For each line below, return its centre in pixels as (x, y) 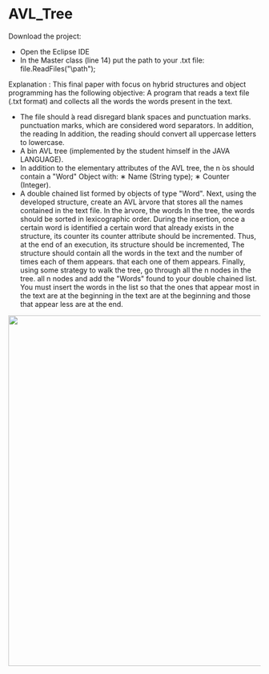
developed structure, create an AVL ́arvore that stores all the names (131, 202)
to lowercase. (42, 142)
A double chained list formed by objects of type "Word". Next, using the (138, 193)
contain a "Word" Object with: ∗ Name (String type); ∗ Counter (124, 176)
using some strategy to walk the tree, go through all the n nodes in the (136, 270)
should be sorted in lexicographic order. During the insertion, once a (132, 219)
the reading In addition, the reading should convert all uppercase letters (138, 134)
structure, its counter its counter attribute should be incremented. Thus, (138, 236)
